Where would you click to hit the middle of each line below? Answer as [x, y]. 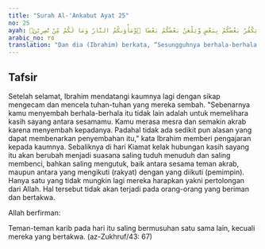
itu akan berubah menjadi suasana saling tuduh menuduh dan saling [119, 155]
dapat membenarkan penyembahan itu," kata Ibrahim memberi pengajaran [130, 138]
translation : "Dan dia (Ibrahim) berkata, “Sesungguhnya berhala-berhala [133, 45]
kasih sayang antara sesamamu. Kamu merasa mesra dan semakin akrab [127, 121]
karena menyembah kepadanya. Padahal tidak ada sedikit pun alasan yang [130, 130]
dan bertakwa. [32, 197]
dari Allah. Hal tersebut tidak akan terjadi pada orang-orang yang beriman [129, 189]
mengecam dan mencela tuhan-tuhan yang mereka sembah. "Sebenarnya [129, 105]
